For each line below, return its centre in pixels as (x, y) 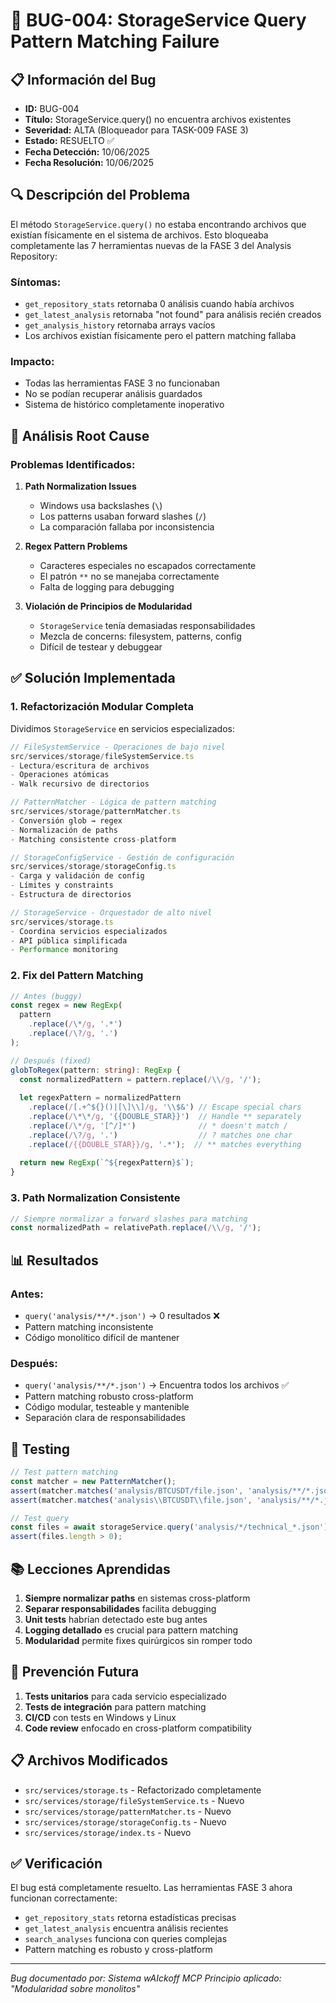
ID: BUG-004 (52, 108)
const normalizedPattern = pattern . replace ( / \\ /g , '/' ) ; (140, 1079)
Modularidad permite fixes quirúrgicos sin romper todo (138, 1640)
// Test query (40, 1518)
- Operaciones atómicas (60, 775)
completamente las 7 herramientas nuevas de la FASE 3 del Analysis (151, 245)
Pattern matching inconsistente (89, 1326)
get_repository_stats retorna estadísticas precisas (130, 1918)
